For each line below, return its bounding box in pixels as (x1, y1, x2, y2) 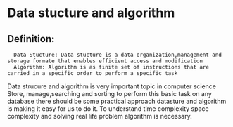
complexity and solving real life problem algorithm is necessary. (7, 112, 192, 120)
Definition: (7, 33, 55, 45)
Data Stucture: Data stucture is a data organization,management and (13, 51, 222, 58)
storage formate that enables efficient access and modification (7, 58, 203, 65)
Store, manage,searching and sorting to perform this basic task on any (7, 90, 213, 98)
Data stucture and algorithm (7, 5, 175, 21)
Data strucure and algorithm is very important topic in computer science (7, 82, 217, 91)
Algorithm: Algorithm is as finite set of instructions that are (13, 64, 210, 71)
